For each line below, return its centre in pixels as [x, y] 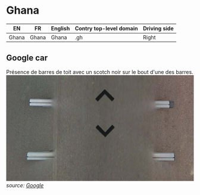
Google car [27, 58]
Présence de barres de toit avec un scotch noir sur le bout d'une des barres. [100, 72]
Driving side [158, 29]
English [60, 29]
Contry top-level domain [106, 29]
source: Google [25, 185]
